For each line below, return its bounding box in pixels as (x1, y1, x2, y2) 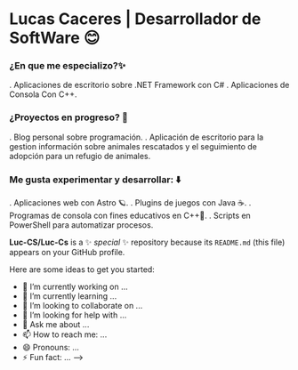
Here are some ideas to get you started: (9, 264, 156, 275)
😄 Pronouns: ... (21, 342, 80, 353)
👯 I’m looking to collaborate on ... (21, 301, 143, 311)
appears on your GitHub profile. (9, 247, 125, 258)
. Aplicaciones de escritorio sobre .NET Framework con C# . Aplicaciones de (9, 80, 290, 91)
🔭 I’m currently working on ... (21, 281, 128, 293)
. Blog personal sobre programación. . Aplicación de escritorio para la (9, 132, 264, 142)
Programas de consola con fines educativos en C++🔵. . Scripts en (9, 210, 251, 221)
